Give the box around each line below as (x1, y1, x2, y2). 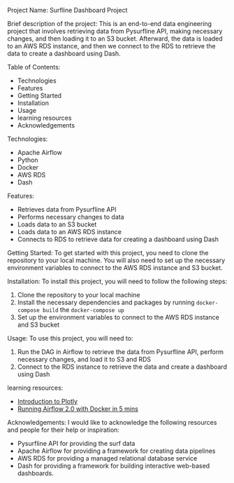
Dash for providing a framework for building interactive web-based (17, 462, 210, 470)
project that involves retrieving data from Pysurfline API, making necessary (7, 27, 223, 35)
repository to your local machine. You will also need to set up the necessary (7, 256, 226, 264)
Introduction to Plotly (17, 397, 78, 405)
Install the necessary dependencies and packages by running (17, 298, 195, 306)
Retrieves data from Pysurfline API (17, 205, 117, 213)
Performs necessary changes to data (17, 213, 124, 221)
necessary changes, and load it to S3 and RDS (17, 355, 152, 363)
